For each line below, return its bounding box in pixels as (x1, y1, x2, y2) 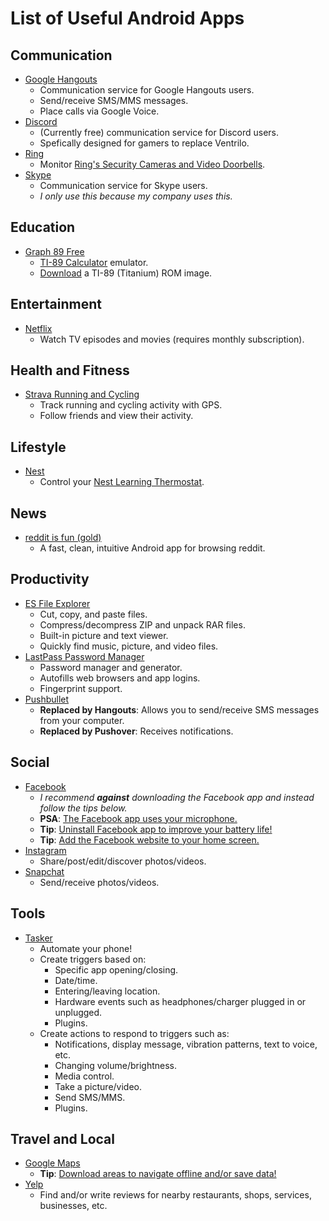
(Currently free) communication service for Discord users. (39, 127, 279, 138)
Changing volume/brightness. (54, 1059, 177, 1071)
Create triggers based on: (39, 953, 147, 965)
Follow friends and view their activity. (39, 410, 194, 422)
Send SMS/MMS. (54, 1091, 126, 1103)
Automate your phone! (39, 942, 133, 954)
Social (10, 754, 50, 771)
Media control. (54, 1070, 115, 1082)
